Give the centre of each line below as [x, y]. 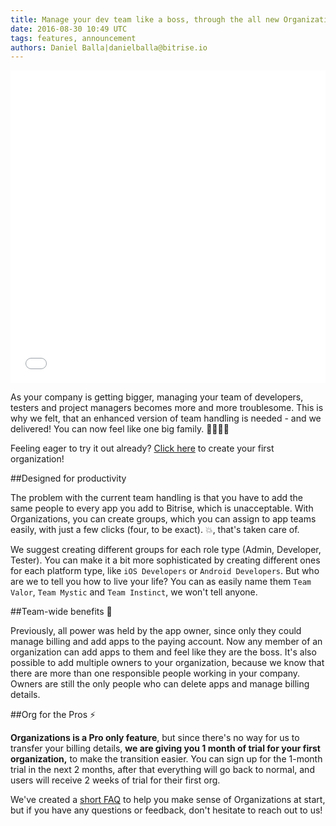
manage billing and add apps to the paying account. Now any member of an [166, 642]
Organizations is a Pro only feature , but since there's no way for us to [155, 738]
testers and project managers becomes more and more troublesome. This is [167, 408]
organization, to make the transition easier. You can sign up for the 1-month [166, 759]
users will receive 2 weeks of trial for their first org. [115, 780]
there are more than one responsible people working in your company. [155, 673]
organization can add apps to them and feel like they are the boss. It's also [163, 652]
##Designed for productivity [68, 478]
